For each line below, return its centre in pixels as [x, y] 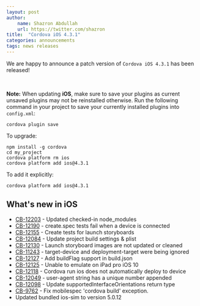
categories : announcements [41, 40]
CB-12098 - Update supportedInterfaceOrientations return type [95, 284]
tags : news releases [33, 47]
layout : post [23, 12]
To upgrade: [22, 136]
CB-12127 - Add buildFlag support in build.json [74, 258]
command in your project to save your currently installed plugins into [93, 106]
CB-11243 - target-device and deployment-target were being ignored [102, 252]
